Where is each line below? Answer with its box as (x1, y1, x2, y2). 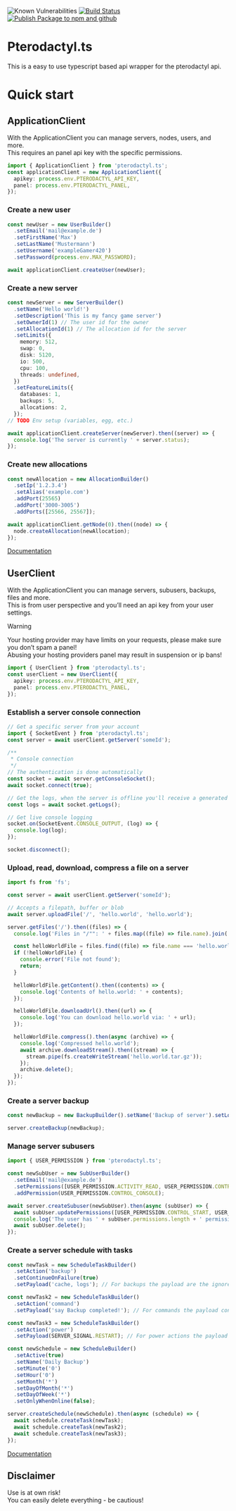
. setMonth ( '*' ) (13, 1378, 58, 1385)
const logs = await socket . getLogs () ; (7, 801, 121, 808)
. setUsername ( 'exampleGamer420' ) (13, 247, 112, 254)
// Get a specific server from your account (7, 723, 140, 730)
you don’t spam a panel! (7, 643, 77, 652)
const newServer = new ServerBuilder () (7, 300, 124, 307)
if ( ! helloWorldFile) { (13, 949, 83, 956)
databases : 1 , (20, 391, 61, 398)
